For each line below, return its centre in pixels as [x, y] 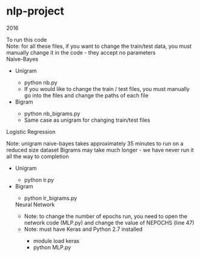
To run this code [27, 39]
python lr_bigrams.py [51, 198]
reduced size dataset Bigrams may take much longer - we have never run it [100, 150]
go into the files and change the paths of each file [86, 95]
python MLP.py [52, 247]
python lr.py [39, 179]
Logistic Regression [31, 132]
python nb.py [41, 82]
